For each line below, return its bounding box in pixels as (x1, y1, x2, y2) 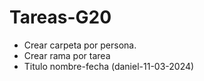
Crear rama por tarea (23, 49, 111, 61)
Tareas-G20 (9, 6, 112, 29)
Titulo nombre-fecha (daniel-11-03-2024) (23, 60, 195, 72)
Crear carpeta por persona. (23, 39, 137, 51)
